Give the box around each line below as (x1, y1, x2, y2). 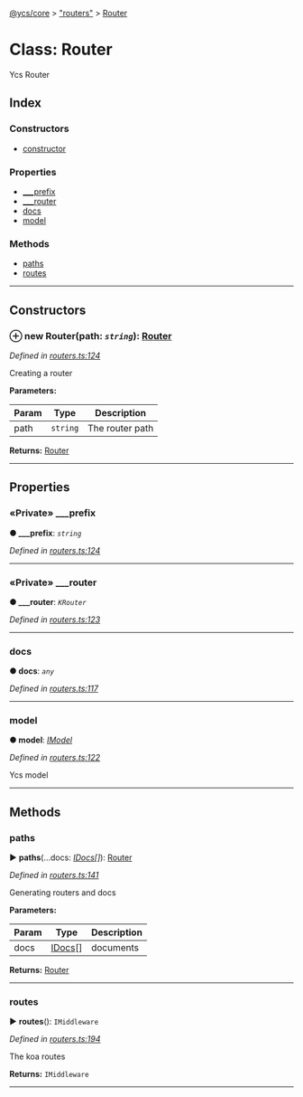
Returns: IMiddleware (9, 1069, 89, 1080)
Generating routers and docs (9, 887, 116, 898)
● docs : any (9, 666, 55, 676)
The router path (87, 421, 154, 434)
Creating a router (9, 367, 73, 378)
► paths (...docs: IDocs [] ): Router (9, 852, 133, 863)
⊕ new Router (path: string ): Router (9, 329, 172, 342)
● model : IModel (9, 734, 73, 745)
